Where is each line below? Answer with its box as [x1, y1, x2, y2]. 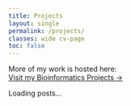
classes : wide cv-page [8, 34, 85, 43]
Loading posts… [8, 88, 62, 98]
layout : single [8, 19, 60, 28]
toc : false [8, 42, 45, 50]
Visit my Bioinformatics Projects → [8, 73, 123, 83]
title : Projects [8, 11, 63, 20]
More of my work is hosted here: [8, 64, 117, 74]
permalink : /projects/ [8, 27, 85, 35]
